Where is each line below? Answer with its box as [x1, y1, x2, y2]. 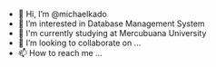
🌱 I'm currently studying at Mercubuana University [17, 28, 207, 38]
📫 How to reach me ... [17, 48, 103, 58]
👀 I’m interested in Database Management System [17, 18, 206, 29]
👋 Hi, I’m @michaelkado [17, 9, 107, 19]
